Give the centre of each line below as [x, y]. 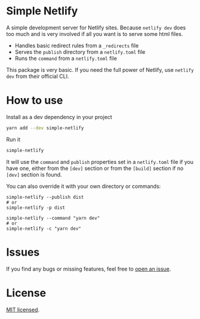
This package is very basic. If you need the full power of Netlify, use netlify [100, 69]
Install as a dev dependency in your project [59, 117]
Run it [13, 139]
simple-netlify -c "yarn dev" [44, 229]
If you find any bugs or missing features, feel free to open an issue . [89, 269]
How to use [35, 101]
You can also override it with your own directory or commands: [84, 186]
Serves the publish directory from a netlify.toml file [80, 51]
